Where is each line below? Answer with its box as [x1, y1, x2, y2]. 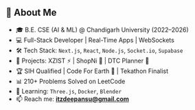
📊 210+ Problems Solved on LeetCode [15, 77, 126, 85]
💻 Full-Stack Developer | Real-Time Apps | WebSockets [15, 36, 175, 44]
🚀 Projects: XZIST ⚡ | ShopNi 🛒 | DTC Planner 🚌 [15, 56, 150, 65]
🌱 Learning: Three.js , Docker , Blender [15, 87, 122, 95]
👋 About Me [5, 7, 57, 19]
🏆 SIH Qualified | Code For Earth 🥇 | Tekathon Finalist [15, 67, 169, 75]
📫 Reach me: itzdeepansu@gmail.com [15, 94, 129, 103]
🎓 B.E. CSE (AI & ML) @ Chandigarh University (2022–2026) [15, 25, 189, 34]
